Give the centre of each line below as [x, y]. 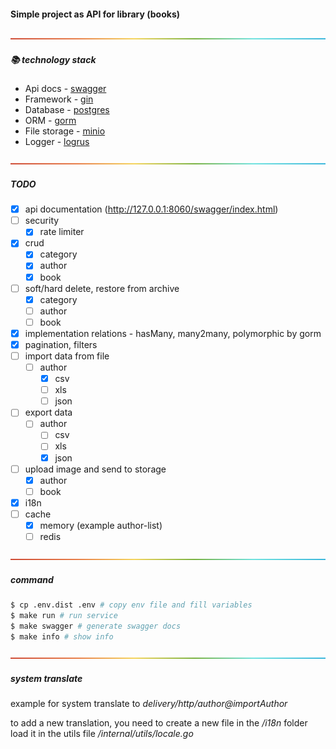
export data [48, 412]
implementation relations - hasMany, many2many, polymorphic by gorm [173, 333]
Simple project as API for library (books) [95, 14]
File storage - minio [65, 131]
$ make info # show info [62, 636]
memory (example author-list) [101, 525]
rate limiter [62, 232]
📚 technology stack [53, 59]
